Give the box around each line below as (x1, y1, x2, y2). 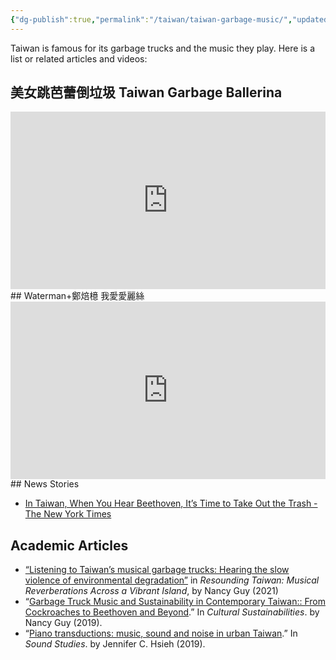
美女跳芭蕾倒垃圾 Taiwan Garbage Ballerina (10, 84, 283, 101)
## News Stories (10, 478, 80, 490)
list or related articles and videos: (10, 52, 148, 65)
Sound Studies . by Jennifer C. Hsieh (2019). (24, 638, 206, 650)
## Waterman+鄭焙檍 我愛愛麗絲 (10, 289, 145, 301)
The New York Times (24, 508, 112, 520)
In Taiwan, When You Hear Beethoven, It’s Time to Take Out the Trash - (24, 497, 318, 510)
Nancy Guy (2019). (24, 617, 103, 629)
